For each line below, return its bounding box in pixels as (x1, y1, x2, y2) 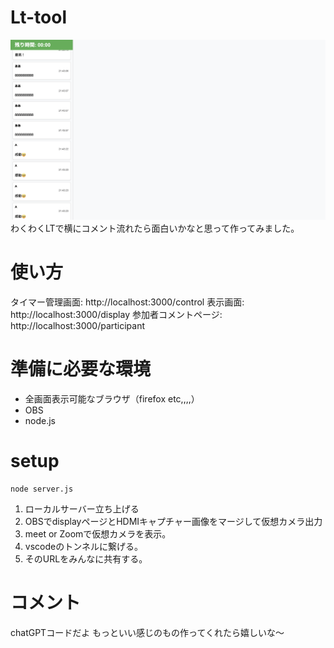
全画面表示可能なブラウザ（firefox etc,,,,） (24, 392, 200, 405)
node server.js (10, 484, 74, 494)
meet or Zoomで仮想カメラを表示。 (24, 527, 172, 540)
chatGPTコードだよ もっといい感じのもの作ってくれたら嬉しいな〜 (10, 626, 285, 638)
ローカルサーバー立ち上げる (24, 502, 140, 515)
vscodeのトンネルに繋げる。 (24, 540, 143, 552)
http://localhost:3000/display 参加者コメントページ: (10, 308, 223, 320)
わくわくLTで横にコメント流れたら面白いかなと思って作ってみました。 (10, 222, 300, 234)
